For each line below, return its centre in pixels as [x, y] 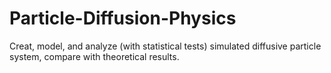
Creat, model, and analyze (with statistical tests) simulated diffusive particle [165, 46]
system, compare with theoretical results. [94, 56]
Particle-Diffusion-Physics [123, 18]
